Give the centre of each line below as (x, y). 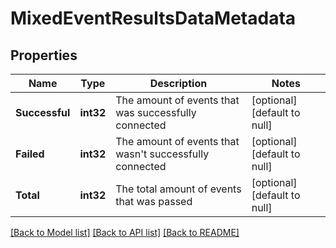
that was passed (154, 201)
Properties (44, 55)
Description (178, 83)
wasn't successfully (162, 154)
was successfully (156, 112)
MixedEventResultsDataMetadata (153, 18)
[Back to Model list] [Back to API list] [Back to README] (125, 232)
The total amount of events (178, 189)
